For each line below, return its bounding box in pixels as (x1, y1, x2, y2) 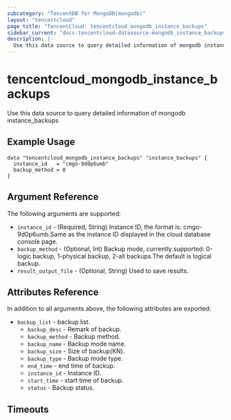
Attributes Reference (7, 286, 99, 298)
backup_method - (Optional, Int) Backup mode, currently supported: (16, 245, 205, 253)
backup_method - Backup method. (27, 333, 120, 341)
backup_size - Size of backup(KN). (27, 347, 125, 355)
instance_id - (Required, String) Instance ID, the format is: (16, 223, 182, 231)
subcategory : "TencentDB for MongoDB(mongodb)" (7, 10, 146, 17)
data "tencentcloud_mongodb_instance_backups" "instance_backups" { (7, 154, 208, 162)
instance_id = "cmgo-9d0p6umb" (13, 160, 109, 167)
